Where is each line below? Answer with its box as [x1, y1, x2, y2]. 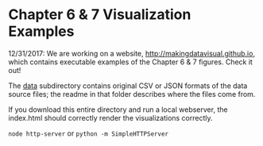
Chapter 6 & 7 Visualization [8, 6, 191, 24]
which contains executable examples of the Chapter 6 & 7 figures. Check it [8, 57, 253, 67]
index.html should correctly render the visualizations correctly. [8, 113, 213, 122]
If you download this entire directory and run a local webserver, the [8, 105, 228, 114]
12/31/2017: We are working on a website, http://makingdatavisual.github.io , [8, 48, 256, 58]
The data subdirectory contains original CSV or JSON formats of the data [8, 81, 248, 90]
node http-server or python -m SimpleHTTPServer [8, 129, 169, 138]
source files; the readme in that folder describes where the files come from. [8, 89, 256, 98]
